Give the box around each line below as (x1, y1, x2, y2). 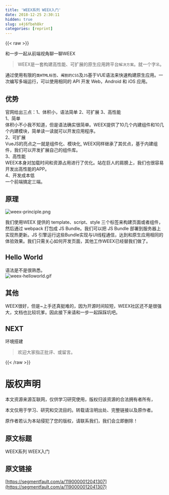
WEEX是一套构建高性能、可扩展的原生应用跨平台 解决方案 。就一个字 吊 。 (17, 61, 164, 67)
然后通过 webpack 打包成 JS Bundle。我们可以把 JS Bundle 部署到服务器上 (5, 225, 161, 231)
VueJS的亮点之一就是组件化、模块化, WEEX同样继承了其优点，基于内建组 (5, 140, 158, 147)
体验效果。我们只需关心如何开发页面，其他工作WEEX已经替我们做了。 (5, 238, 151, 244)
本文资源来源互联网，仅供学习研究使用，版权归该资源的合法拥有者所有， (5, 396, 155, 402)
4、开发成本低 (5, 172, 35, 178)
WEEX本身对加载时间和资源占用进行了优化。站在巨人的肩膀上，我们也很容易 (5, 159, 164, 166)
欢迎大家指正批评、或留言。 (17, 349, 76, 355)
